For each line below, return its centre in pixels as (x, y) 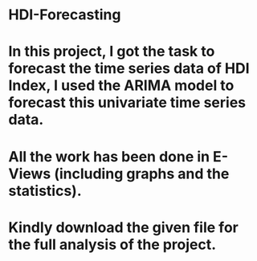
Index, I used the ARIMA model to (121, 86)
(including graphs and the (141, 173)
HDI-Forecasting (65, 15)
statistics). (45, 191)
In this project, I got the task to (112, 52)
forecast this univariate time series (127, 103)
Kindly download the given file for (123, 227)
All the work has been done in (109, 156)
